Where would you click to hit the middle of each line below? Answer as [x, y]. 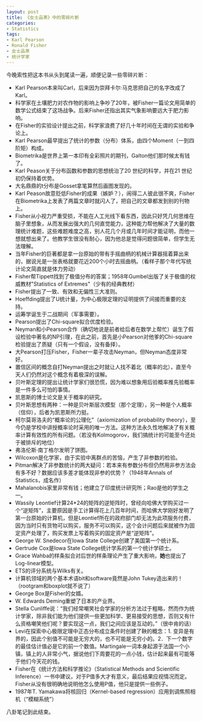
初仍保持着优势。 [36, 178]
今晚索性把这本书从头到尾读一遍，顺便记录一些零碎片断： [77, 75]
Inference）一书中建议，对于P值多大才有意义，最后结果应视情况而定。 [103, 676]
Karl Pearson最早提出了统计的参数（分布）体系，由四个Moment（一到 [102, 140]
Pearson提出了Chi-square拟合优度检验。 [65, 321]
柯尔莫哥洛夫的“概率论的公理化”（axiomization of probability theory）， [103, 420]
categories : [21, 23]
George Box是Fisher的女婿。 [51, 593]
